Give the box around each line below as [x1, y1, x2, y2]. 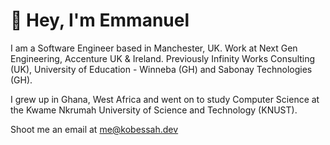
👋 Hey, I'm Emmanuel [10, 9, 190, 32]
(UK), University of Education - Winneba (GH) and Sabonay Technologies [10, 63, 313, 75]
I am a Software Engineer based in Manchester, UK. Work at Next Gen [10, 42, 298, 54]
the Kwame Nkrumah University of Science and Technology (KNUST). [10, 104, 298, 116]
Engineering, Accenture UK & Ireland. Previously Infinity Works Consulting [10, 52, 316, 64]
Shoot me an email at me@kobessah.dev [10, 123, 179, 135]
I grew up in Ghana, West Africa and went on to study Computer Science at [10, 93, 320, 105]
